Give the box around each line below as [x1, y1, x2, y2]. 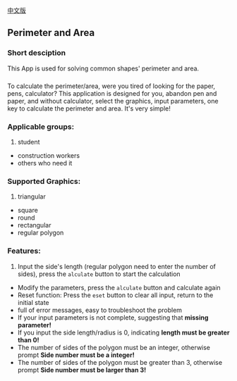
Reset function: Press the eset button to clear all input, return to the [17, 291, 214, 299]
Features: [7, 246, 41, 256]
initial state [17, 298, 49, 306]
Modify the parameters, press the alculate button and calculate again [17, 283, 221, 292]
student [17, 137, 40, 146]
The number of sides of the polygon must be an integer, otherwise [17, 343, 210, 351]
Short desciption [7, 48, 66, 58]
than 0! [17, 335, 40, 344]
